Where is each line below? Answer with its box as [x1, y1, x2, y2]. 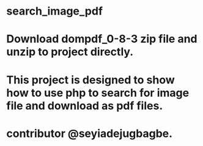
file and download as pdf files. [6, 99, 163, 113]
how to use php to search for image [6, 86, 190, 100]
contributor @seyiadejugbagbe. [6, 127, 173, 141]
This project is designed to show [6, 73, 175, 86]
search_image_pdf [6, 4, 103, 18]
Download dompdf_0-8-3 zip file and [6, 32, 197, 46]
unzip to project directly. [6, 45, 134, 59]
